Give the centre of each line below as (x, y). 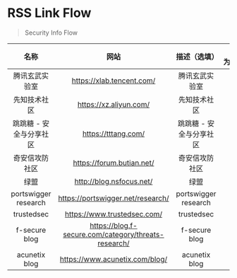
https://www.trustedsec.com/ (114, 214)
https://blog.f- (113, 226)
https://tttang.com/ (114, 134)
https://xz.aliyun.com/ (114, 104)
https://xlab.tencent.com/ (114, 81)
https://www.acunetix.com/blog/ (114, 259)
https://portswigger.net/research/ (114, 198)
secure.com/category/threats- (114, 234)
